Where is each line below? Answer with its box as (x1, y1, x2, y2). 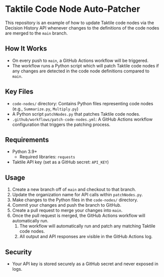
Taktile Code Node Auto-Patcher (5, 3, 141, 15)
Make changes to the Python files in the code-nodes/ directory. (12, 197, 138, 203)
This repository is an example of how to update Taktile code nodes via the (5, 20, 154, 26)
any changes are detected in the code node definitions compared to (12, 68, 150, 74)
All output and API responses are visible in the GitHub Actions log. (19, 234, 153, 240)
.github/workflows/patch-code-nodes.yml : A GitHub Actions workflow (12, 116, 153, 122)
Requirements (5, 135, 49, 144)
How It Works (5, 44, 47, 53)
